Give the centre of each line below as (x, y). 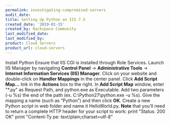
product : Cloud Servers (31, 43)
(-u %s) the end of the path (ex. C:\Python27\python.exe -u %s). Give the (83, 95)
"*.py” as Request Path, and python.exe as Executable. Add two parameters (85, 89)
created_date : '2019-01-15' (35, 24)
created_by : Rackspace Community (41, 29)
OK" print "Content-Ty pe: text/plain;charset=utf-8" (59, 117)
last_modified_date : (27, 34)
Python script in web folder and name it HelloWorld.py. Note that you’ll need (85, 106)
